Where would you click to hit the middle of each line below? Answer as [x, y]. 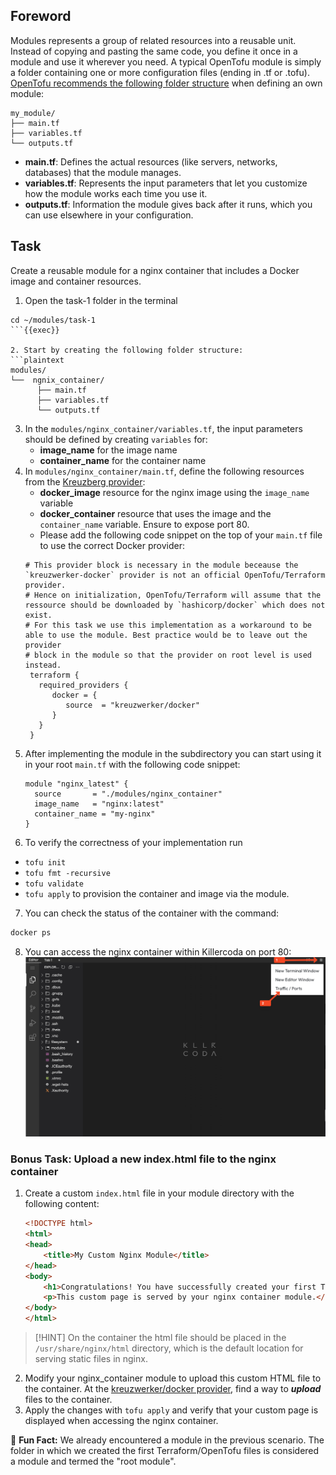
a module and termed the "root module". [93, 1461]
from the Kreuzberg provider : [85, 481]
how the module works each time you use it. [116, 193]
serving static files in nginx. [91, 1358]
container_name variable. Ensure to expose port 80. [144, 524]
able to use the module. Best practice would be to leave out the [166, 635]
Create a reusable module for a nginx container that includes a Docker [155, 270]
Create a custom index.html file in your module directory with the [159, 1193]
